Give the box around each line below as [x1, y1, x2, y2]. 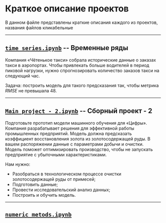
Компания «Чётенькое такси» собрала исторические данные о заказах [5, 57, 157, 63]
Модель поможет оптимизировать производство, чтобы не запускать [5, 146, 153, 152]
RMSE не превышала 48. [5, 87, 57, 93]
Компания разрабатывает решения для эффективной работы [5, 125, 134, 131]
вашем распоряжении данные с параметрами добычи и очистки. [5, 141, 144, 147]
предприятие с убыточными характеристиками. [5, 151, 107, 157]
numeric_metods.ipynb [5, 211, 72, 218]
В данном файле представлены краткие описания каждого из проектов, [5, 19, 158, 25]
